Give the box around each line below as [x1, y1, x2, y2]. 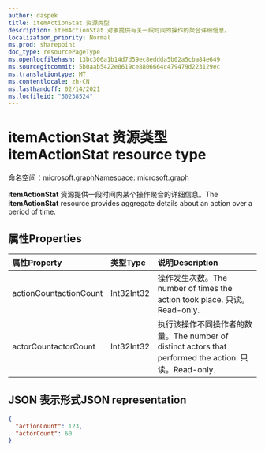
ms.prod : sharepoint [8, 41, 77, 49]
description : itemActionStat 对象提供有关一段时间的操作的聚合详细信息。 [8, 26, 231, 34]
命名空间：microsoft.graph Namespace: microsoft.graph [8, 173, 189, 182]
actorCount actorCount [12, 341, 96, 352]
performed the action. [157, 353, 239, 363]
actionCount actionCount [12, 288, 103, 298]
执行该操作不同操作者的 [157, 319, 244, 330]
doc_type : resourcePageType [8, 48, 101, 56]
